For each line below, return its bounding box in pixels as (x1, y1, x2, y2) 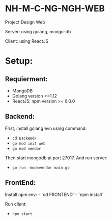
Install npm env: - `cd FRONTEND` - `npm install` (5, 192, 104, 197)
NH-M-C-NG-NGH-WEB (5, 3, 105, 14)
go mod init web (12, 141, 46, 146)
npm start (12, 211, 33, 216)
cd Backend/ (12, 136, 37, 141)
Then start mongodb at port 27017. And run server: (5, 155, 108, 161)
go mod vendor (12, 146, 41, 151)
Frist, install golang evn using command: (5, 125, 87, 131)
